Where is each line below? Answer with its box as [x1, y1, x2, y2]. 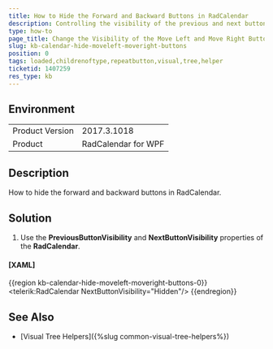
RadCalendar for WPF [81, 139, 165, 150]
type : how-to [8, 27, 53, 35]
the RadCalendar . [19, 241, 80, 252]
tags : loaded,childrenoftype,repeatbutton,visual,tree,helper [8, 58, 223, 66]
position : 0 [8, 50, 49, 58]
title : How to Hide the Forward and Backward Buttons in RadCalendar [8, 11, 249, 20]
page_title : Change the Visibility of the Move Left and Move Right [8, 34, 245, 43]
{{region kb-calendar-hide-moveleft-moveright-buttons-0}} [8, 278, 208, 288]
